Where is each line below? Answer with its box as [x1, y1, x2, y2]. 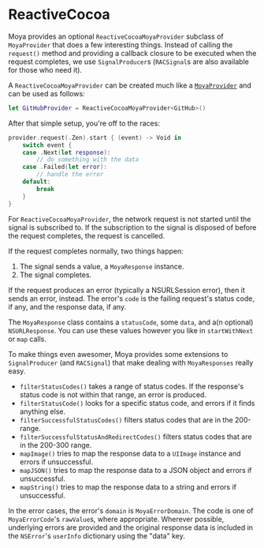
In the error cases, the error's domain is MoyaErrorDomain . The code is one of [8, 505, 254, 515]
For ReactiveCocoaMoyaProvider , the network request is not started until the [8, 214, 251, 223]
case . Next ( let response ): [22, 148, 111, 156]
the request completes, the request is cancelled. [8, 231, 165, 240]
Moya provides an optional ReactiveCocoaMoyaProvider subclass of [8, 32, 224, 41]
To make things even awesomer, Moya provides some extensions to [8, 349, 229, 358]
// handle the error [36, 171, 104, 178]
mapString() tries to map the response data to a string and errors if [19, 482, 236, 491]
